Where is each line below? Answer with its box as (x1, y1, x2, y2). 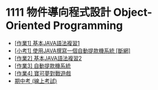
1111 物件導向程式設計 (5, 5, 111, 19)
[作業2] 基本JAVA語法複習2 (14, 54, 82, 62)
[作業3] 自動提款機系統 (14, 62, 71, 69)
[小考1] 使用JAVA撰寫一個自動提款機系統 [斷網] (14, 47, 131, 54)
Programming (52, 19, 123, 33)
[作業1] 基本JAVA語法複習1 (14, 39, 80, 47)
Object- (113, 5, 153, 19)
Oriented (5, 19, 51, 33)
